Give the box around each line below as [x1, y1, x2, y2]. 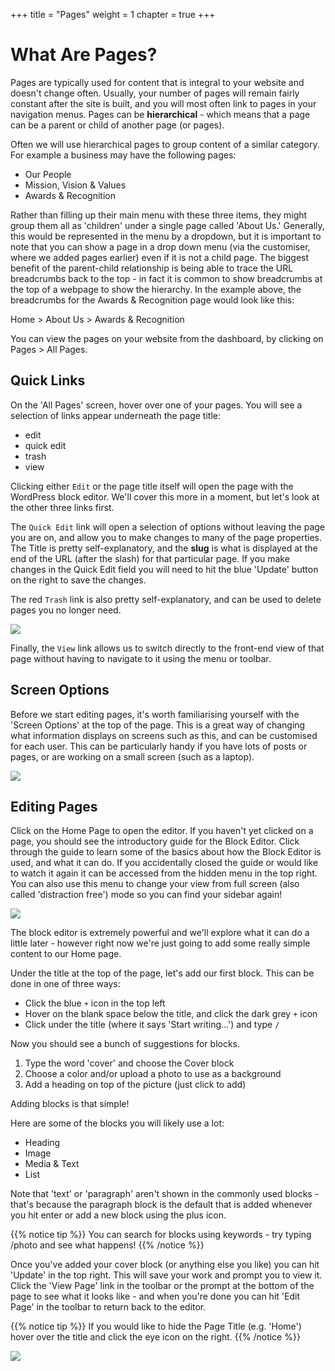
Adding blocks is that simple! [10, 1098, 130, 1110]
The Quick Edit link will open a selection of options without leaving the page [10, 520, 326, 533]
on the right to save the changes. [10, 574, 147, 586]
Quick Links [10, 372, 86, 389]
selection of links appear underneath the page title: [10, 409, 221, 421]
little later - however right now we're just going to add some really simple [10, 937, 311, 949]
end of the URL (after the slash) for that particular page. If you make [10, 552, 290, 564]
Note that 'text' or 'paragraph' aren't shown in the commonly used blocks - [10, 1188, 320, 1200]
